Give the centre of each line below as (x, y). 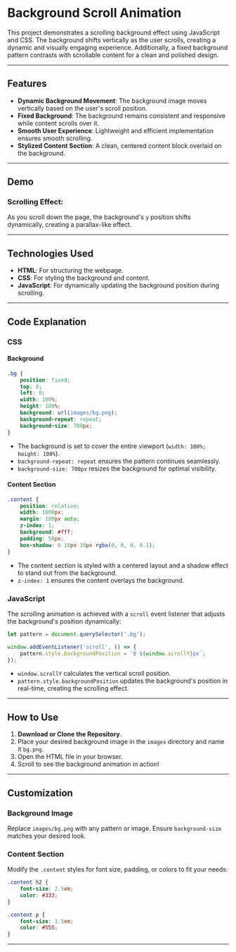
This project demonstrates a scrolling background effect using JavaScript (113, 32)
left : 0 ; (33, 393)
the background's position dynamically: (64, 621)
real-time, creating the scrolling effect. (73, 688)
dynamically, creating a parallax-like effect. (70, 225)
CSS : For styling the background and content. (84, 278)
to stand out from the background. (67, 573)
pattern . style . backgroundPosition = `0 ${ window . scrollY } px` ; (113, 653)
